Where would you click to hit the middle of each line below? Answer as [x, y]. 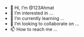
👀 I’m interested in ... [32, 13]
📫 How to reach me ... [34, 29]
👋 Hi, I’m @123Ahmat [32, 8]
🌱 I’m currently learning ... [37, 18]
